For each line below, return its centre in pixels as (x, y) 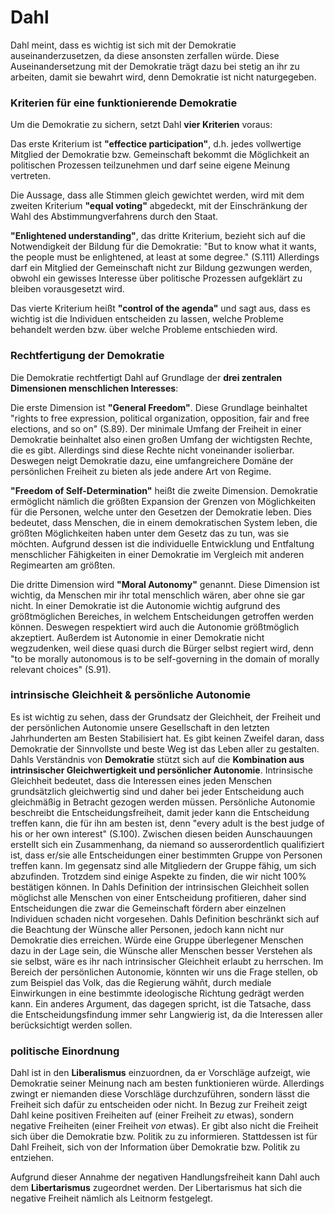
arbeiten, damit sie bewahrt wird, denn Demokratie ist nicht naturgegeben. (163, 77)
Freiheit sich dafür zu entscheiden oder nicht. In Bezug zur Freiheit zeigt (159, 1105)
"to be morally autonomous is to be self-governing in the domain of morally (165, 658)
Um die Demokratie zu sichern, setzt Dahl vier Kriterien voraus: (141, 125)
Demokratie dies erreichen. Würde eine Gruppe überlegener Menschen (157, 940)
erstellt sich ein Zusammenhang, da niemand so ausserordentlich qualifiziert (167, 844)
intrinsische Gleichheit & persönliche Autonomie (130, 695)
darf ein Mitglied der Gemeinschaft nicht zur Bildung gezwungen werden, (161, 268)
